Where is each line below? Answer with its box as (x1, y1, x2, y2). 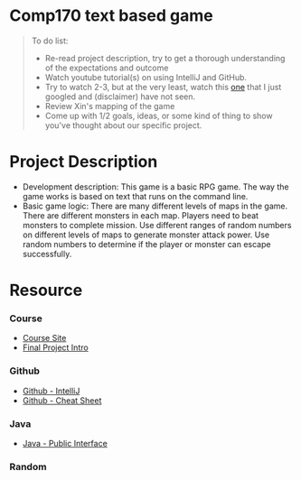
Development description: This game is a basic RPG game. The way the (22, 181, 289, 192)
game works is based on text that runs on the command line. (22, 190, 249, 201)
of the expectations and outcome (44, 62, 169, 73)
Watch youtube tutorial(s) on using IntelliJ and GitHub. (44, 71, 247, 82)
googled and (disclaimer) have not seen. (44, 91, 196, 102)
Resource (9, 281, 83, 300)
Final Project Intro (22, 342, 89, 353)
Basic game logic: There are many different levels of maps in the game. (22, 200, 287, 211)
